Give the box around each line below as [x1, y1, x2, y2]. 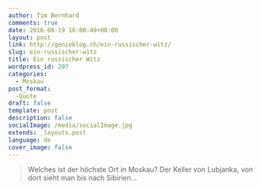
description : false [8, 114, 73, 122]
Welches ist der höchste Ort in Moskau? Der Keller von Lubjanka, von [27, 165, 253, 174]
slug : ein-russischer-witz [8, 48, 97, 56]
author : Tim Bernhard [8, 11, 80, 20]
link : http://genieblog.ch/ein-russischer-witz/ [8, 41, 172, 49]
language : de [8, 135, 51, 144]
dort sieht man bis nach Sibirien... [27, 173, 138, 183]
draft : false [8, 99, 51, 107]
